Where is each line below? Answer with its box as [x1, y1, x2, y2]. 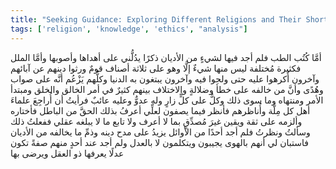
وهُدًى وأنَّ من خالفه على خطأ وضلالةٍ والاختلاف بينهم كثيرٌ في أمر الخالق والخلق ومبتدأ [10, 83, 324, 95]
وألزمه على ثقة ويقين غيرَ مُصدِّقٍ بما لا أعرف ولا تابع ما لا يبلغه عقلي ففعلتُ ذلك [10, 115, 303, 127]
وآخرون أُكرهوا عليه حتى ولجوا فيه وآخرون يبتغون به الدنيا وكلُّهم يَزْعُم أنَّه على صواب [10, 72, 320, 85]
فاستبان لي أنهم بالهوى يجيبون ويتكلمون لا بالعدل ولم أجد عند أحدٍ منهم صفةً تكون [10, 136, 309, 148]
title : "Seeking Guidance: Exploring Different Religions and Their [10, 14, 302, 25]
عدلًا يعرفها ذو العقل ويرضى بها [10, 147, 125, 159]
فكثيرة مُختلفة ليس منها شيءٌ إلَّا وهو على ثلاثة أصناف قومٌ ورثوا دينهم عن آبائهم [10, 62, 302, 74]
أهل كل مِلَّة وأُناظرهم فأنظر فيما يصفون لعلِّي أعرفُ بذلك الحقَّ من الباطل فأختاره [10, 104, 311, 116]
